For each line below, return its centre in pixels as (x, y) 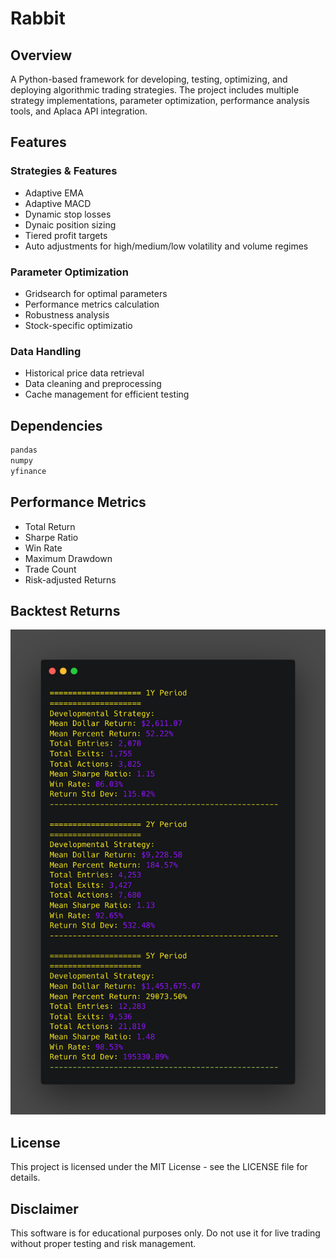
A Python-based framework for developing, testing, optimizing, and (149, 79)
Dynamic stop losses (68, 214)
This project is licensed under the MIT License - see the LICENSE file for (159, 1167)
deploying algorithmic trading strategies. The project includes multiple (155, 90)
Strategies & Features (64, 171)
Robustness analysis (67, 314)
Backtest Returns (65, 610)
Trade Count (50, 569)
